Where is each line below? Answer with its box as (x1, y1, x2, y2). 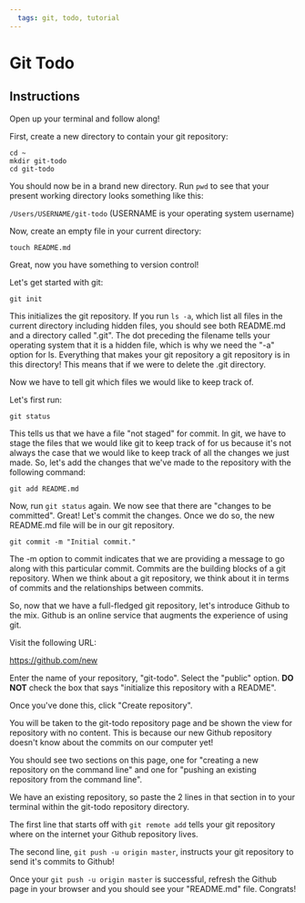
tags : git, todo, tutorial (17, 13, 120, 23)
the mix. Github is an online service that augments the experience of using (9, 609, 289, 620)
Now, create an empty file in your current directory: (9, 225, 202, 236)
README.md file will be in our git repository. (9, 519, 175, 530)
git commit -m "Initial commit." (9, 537, 137, 546)
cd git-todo (9, 164, 55, 173)
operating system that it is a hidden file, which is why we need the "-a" (9, 339, 275, 350)
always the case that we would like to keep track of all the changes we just (9, 447, 290, 458)
